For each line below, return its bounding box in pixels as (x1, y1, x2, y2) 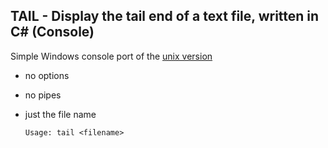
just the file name (24, 108, 97, 120)
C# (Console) (10, 24, 95, 41)
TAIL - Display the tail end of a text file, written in (10, 8, 320, 25)
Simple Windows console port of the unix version (10, 50, 213, 62)
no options (24, 69, 70, 81)
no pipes (24, 89, 62, 101)
